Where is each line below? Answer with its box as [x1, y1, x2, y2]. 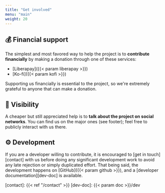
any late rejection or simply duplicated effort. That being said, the [5, 162, 139, 168]
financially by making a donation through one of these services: [5, 56, 136, 62]
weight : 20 [5, 16, 28, 21]
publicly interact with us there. [5, 124, 67, 130]
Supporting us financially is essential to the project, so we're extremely [5, 81, 150, 87]
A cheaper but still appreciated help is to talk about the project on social [5, 113, 154, 119]
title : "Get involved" [5, 7, 52, 12]
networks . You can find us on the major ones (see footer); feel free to [5, 119, 148, 124]
